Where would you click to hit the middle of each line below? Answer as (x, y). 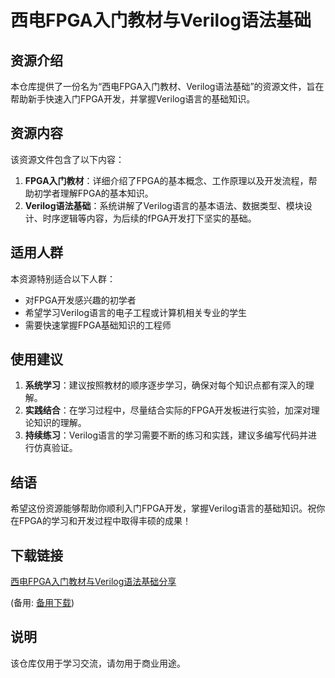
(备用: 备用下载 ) (42, 603)
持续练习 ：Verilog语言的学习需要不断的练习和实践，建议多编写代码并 (166, 435)
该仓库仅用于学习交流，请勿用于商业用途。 (98, 663)
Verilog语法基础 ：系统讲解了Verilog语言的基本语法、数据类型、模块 (164, 205)
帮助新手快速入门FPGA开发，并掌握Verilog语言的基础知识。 (133, 99)
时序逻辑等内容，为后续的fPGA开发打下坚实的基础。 (149, 218)
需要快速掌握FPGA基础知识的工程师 (98, 325)
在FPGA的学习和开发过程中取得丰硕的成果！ (101, 521)
